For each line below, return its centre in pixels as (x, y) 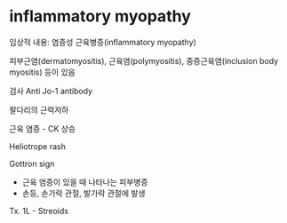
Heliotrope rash (38, 146)
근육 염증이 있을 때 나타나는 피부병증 (85, 182)
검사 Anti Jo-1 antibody (51, 91)
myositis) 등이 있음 (42, 72)
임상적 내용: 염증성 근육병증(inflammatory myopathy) (103, 42)
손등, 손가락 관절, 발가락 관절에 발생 (84, 193)
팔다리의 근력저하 (39, 109)
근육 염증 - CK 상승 (43, 128)
